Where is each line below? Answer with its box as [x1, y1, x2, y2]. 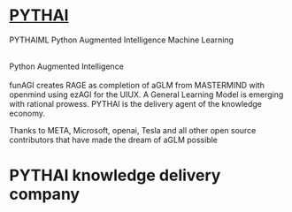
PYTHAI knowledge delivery [9, 165, 221, 185]
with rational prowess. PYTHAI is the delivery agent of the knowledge [9, 98, 263, 109]
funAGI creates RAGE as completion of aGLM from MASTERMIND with [9, 79, 265, 90]
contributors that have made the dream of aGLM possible [9, 134, 219, 145]
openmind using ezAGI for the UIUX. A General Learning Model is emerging [9, 89, 284, 100]
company [9, 185, 81, 204]
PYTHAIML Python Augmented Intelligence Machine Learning [9, 34, 234, 45]
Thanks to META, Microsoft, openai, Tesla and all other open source [9, 125, 257, 135]
